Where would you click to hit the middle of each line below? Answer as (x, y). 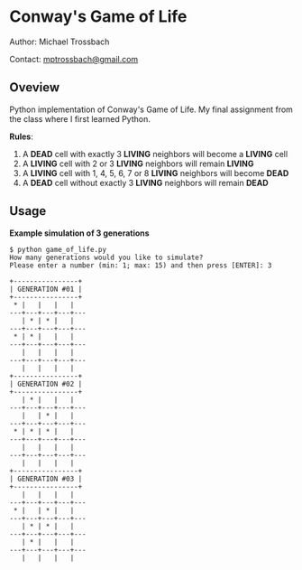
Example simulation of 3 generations (80, 233)
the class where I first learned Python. (80, 118)
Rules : (21, 136)
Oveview (35, 88)
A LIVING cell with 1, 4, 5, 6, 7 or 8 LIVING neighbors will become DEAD (156, 173)
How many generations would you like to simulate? (106, 257)
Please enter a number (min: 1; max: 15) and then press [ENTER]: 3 (141, 265)
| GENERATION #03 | (46, 479)
